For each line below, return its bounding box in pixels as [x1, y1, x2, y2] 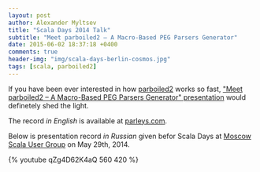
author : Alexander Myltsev [8, 19, 97, 27]
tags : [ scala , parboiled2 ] [8, 63, 97, 71]
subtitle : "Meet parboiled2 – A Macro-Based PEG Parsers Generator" [8, 33, 238, 42]
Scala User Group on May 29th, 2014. [8, 139, 130, 149]
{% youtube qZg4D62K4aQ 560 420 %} [8, 155, 139, 164]
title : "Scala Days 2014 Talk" [8, 26, 111, 34]
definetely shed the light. [8, 101, 89, 110]
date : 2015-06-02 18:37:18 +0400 [8, 41, 118, 49]
